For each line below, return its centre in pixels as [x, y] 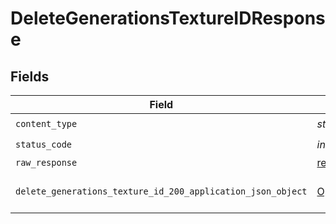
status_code [44, 144]
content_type [46, 123]
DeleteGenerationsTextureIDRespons [168, 18]
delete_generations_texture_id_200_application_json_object [161, 191]
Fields [30, 76]
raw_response [46, 162]
